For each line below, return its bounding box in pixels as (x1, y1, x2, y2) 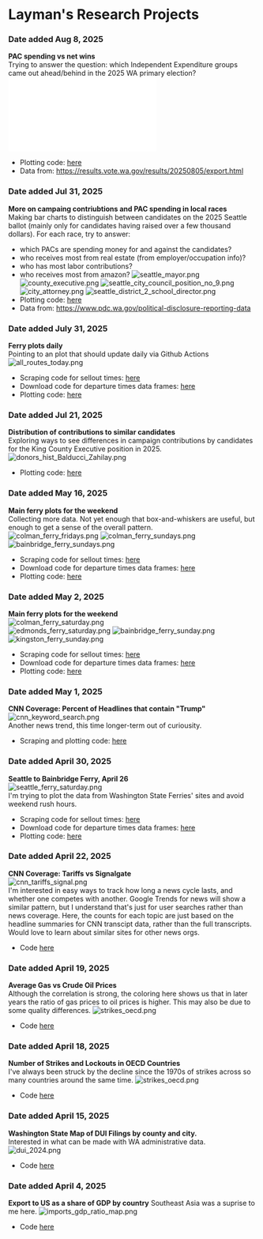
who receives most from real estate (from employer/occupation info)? (19, 253, 246, 262)
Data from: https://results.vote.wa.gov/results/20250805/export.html (19, 166, 244, 175)
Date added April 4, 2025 (8, 1180, 107, 1191)
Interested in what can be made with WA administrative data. (8, 1136, 206, 1147)
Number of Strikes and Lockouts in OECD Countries (8, 1059, 181, 1068)
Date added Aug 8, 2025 (8, 34, 104, 45)
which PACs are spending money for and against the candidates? (19, 244, 232, 254)
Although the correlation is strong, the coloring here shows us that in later (8, 989, 248, 999)
